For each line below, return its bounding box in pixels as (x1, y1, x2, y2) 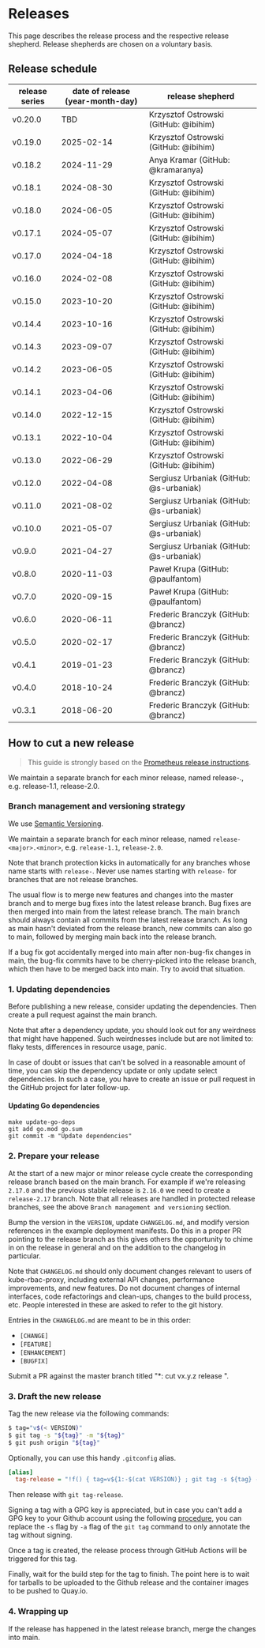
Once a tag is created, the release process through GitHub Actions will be (8, 1546, 247, 1556)
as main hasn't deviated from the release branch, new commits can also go (8, 923, 252, 933)
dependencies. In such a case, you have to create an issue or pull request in (8, 1074, 256, 1084)
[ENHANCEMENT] (19, 1348, 66, 1356)
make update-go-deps (8, 1118, 77, 1126)
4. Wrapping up (8, 1606, 69, 1617)
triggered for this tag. (8, 1554, 77, 1563)
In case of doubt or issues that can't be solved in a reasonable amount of (8, 1058, 246, 1067)
